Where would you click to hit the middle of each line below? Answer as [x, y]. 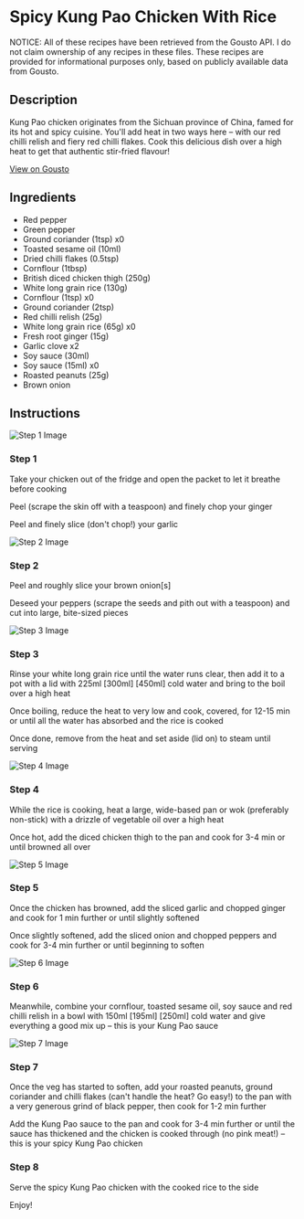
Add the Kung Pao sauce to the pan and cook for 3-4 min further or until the [152, 1124]
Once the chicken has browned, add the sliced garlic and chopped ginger [147, 907]
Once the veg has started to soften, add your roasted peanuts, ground [141, 1087]
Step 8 [24, 1167]
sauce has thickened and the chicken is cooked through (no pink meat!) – [147, 1134]
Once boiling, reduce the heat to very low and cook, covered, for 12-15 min [150, 711]
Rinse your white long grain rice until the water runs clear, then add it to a [147, 674]
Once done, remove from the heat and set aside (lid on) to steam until [140, 738]
